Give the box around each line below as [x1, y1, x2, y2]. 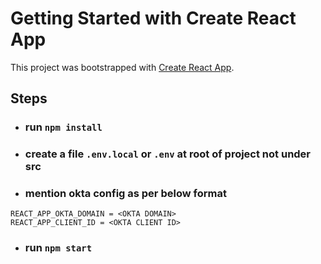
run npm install [24, 120, 103, 134]
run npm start [24, 241, 93, 255]
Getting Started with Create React [10, 7, 297, 30]
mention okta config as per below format [24, 187, 227, 201]
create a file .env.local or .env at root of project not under [24, 147, 312, 161]
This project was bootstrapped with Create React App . [10, 61, 235, 73]
